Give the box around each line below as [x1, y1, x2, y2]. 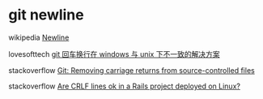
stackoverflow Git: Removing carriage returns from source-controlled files [8, 65, 255, 75]
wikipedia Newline [8, 32, 70, 42]
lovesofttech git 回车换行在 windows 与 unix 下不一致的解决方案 [8, 49, 220, 58]
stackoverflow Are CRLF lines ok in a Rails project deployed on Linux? [8, 81, 241, 91]
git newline [8, 6, 84, 24]
